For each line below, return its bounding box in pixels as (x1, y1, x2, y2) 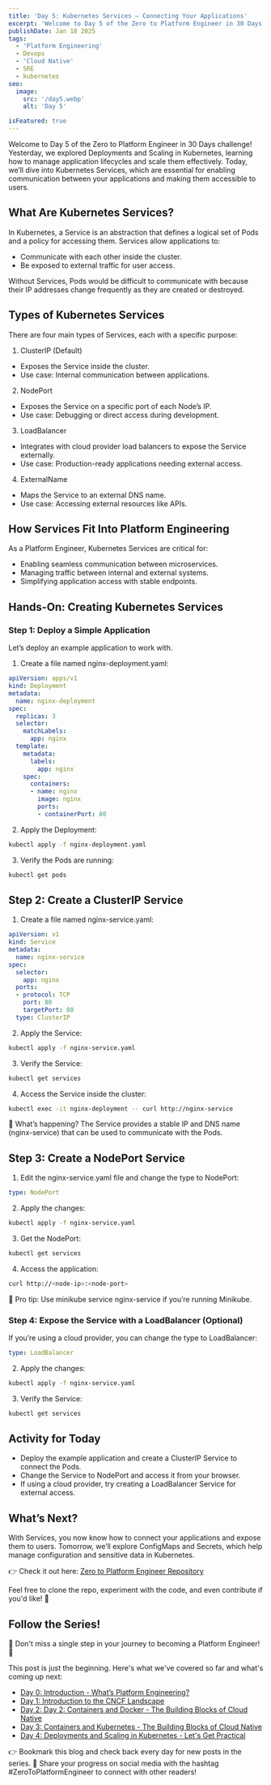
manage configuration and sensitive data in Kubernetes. (8, 1551, 196, 1560)
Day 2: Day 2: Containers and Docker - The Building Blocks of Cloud (19, 1705, 248, 1714)
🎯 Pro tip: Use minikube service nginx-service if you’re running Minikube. (8, 1294, 252, 1304)
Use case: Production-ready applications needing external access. (19, 458, 243, 468)
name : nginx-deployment (15, 697, 95, 705)
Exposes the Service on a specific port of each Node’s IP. (19, 401, 212, 411)
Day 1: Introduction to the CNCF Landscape (19, 1697, 165, 1706)
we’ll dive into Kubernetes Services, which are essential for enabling (8, 166, 236, 174)
